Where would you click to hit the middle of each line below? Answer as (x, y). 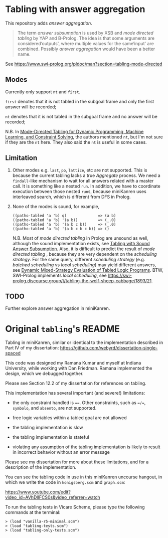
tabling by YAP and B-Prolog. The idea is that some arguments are (86, 38)
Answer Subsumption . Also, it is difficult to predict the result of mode (84, 249)
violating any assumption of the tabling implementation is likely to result (86, 447)
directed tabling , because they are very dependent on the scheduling (85, 254)
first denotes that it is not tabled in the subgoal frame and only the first (80, 101)
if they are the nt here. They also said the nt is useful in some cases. (76, 142)
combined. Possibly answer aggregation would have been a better (86, 49)
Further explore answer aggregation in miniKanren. (58, 308)
